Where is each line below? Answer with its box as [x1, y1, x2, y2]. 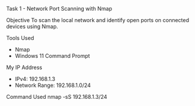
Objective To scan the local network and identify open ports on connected [6, 17, 190, 23]
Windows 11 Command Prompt [14, 52, 90, 59]
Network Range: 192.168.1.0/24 [14, 82, 91, 89]
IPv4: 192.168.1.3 [14, 76, 56, 82]
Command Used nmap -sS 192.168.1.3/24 [6, 93, 108, 100]
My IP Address [6, 64, 42, 71]
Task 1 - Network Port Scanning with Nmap [6, 5, 112, 12]
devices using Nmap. [6, 23, 59, 30]
